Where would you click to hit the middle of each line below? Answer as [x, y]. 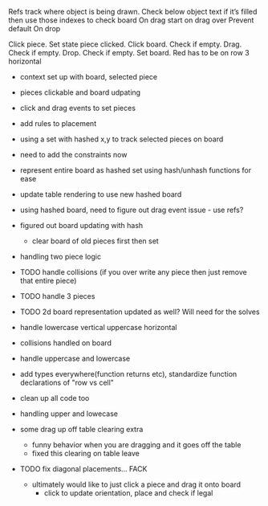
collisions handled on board [66, 343]
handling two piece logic [61, 257]
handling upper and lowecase [69, 414]
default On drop [35, 29]
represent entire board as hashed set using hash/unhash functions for [136, 170]
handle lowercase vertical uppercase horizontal [98, 327]
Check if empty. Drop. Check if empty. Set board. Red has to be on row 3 [129, 53]
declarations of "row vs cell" [67, 382]
